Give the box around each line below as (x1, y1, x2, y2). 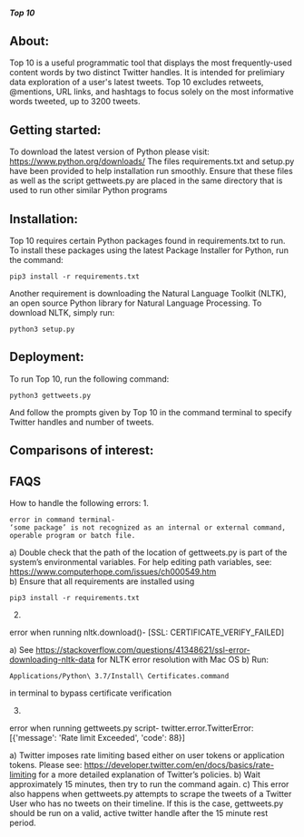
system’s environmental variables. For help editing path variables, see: (9, 557, 272, 568)
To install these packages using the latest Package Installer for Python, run (9, 245, 289, 256)
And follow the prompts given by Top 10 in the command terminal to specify (9, 406, 292, 417)
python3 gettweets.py (9, 391, 92, 400)
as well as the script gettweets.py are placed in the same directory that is (9, 175, 283, 186)
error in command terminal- (9, 515, 116, 525)
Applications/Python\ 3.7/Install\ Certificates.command (9, 672, 230, 681)
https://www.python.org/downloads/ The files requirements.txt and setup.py (9, 156, 295, 167)
